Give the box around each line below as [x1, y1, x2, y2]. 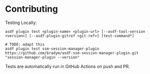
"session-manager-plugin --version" [5, 55, 80, 60]
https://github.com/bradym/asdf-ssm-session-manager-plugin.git [5, 50, 139, 55]
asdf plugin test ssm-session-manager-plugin [5, 46, 99, 51]
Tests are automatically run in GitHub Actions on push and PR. [5, 63, 130, 69]
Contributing [5, 3, 58, 15]
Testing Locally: [5, 20, 37, 25]
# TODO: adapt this [5, 42, 45, 47]
